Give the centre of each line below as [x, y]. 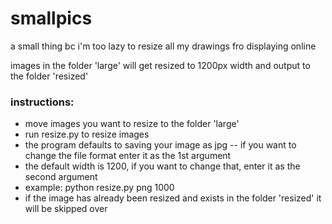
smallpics [51, 18]
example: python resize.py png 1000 [99, 188]
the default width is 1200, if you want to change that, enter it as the [162, 166]
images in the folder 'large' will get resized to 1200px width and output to [160, 65]
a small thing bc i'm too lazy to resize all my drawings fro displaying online [163, 46]
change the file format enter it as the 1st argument [128, 156]
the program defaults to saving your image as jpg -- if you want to [160, 145]
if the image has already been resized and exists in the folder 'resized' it [173, 198]
